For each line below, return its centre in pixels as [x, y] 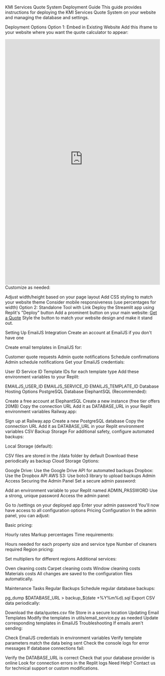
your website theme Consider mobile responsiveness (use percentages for [81, 302]
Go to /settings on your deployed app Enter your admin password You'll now [82, 505]
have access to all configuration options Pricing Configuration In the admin [81, 510]
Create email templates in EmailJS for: [43, 347]
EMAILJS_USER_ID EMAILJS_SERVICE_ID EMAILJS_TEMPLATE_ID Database [82, 386]
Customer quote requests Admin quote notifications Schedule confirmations [82, 357]
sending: [14, 628]
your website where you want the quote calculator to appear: [67, 32]
